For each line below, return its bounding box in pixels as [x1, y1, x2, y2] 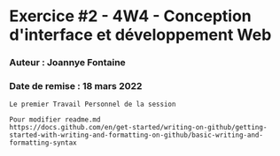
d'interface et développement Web [9, 25, 272, 45]
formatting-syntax [9, 138, 77, 147]
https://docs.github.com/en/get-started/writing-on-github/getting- [9, 123, 268, 132]
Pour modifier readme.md [9, 115, 101, 124]
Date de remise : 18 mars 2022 [9, 80, 143, 93]
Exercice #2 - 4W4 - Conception [9, 6, 253, 26]
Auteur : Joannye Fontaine [9, 56, 126, 69]
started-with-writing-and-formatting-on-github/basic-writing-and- [9, 130, 264, 140]
